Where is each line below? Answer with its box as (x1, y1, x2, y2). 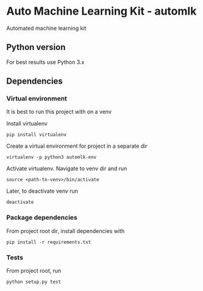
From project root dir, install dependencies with (6, 227, 125, 234)
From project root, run (6, 267, 62, 275)
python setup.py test (6, 279, 62, 285)
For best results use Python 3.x (6, 58, 85, 65)
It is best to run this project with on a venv (6, 108, 112, 115)
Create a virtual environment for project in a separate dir (6, 142, 148, 150)
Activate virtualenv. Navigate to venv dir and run (6, 165, 127, 172)
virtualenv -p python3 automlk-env (6, 154, 97, 160)
